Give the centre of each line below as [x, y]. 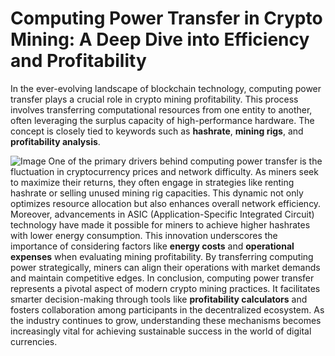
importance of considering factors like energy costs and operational [152, 246]
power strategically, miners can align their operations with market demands [165, 267]
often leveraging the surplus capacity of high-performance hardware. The [162, 120]
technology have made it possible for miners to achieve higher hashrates [160, 224]
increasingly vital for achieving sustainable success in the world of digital [161, 331]
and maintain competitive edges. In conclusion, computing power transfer [162, 278]
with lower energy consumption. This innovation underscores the [144, 235]
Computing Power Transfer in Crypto [166, 18]
